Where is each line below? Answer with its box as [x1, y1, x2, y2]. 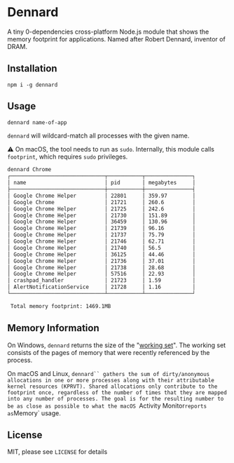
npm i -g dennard [7, 81, 58, 88]
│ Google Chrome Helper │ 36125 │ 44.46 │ [7, 250, 196, 258]
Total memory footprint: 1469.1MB [10, 302, 111, 309]
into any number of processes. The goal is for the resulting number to [7, 395, 224, 402]
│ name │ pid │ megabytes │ [7, 180, 196, 187]
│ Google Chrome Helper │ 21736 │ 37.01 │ [7, 257, 196, 264]
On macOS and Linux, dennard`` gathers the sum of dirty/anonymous [7, 369, 210, 377]
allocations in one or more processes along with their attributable [7, 377, 215, 384]
